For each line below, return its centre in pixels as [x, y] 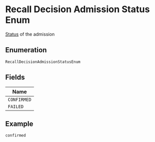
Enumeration [26, 50]
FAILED [16, 106]
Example [19, 123]
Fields [15, 77]
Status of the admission [30, 34]
